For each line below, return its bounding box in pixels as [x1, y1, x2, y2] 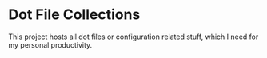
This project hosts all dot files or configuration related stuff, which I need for [8, 32, 259, 41]
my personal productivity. [8, 40, 93, 49]
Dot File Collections [8, 6, 141, 24]
